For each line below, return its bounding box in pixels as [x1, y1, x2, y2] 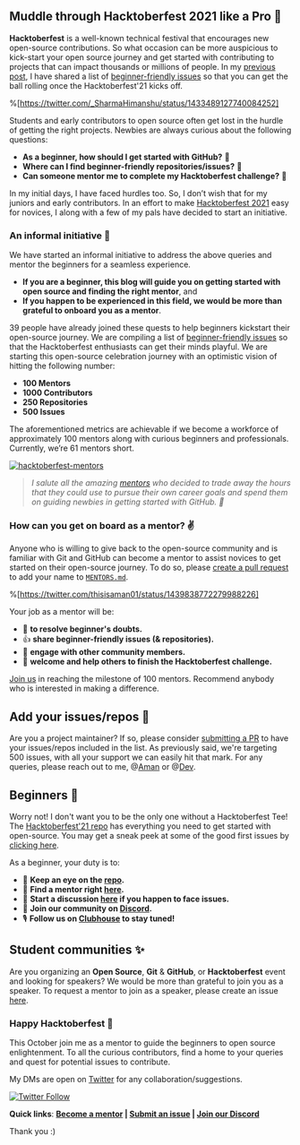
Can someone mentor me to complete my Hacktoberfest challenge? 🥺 [21, 170, 287, 181]
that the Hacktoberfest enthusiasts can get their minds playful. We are [9, 341, 269, 352]
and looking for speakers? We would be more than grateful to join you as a [9, 976, 284, 986]
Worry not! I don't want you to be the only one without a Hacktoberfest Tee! [9, 812, 288, 822]
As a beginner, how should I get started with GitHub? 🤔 [21, 151, 230, 162]
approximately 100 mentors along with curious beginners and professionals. [9, 434, 289, 444]
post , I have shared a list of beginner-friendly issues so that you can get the [9, 71, 288, 82]
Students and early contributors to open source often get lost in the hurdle [9, 115, 284, 125]
